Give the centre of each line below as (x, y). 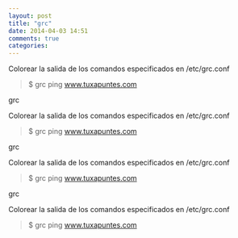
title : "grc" (30, 23)
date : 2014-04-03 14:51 (48, 31)
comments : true (34, 38)
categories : (28, 46)
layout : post (30, 16)
